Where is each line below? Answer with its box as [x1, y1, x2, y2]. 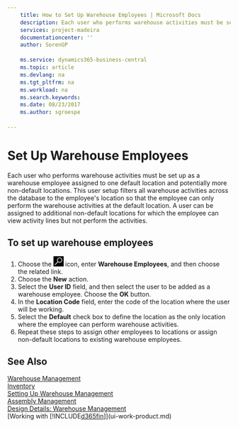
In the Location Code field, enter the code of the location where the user [17, 297, 230, 306]
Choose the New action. [17, 274, 89, 283]
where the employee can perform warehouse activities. [17, 320, 179, 328]
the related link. [17, 267, 64, 276]
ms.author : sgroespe [20, 109, 81, 116]
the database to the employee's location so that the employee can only [7, 194, 215, 202]
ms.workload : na [20, 86, 69, 94]
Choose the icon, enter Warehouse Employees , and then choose [17, 260, 220, 268]
